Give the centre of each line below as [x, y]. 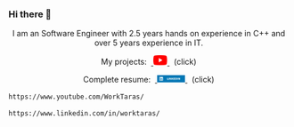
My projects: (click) [149, 62]
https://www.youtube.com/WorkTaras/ [76, 97]
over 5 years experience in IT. [149, 43]
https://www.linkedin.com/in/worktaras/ [85, 113]
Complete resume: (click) [149, 79]
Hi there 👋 [30, 14]
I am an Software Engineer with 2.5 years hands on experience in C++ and [149, 34]
